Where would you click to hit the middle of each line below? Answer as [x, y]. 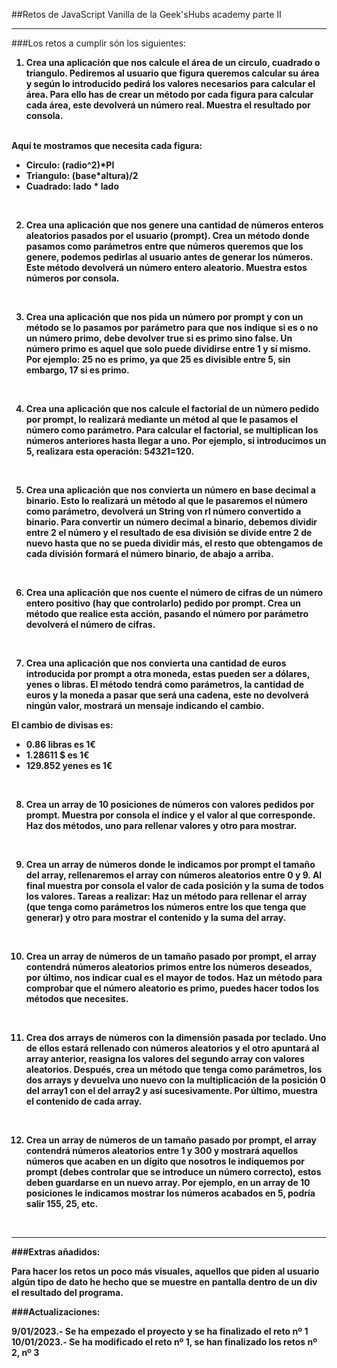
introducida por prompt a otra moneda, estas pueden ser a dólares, [167, 673]
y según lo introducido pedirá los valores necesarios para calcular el [170, 83]
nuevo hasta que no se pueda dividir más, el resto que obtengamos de [174, 543]
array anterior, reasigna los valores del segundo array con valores [165, 1058]
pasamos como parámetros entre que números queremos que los [164, 246]
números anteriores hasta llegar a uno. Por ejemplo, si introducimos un [176, 440]
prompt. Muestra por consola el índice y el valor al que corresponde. [170, 815]
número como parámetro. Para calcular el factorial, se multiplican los [172, 430]
